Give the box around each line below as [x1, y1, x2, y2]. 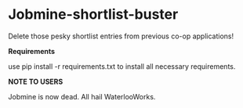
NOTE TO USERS [8, 77, 63, 86]
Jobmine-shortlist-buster [8, 5, 179, 23]
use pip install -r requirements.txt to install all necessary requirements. [8, 61, 236, 71]
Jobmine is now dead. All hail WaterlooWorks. [8, 92, 156, 101]
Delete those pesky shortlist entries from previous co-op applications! [8, 31, 234, 41]
